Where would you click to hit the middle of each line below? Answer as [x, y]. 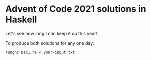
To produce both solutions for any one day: [50, 43]
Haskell [21, 20]
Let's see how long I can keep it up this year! [51, 33]
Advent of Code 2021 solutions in [76, 9]
